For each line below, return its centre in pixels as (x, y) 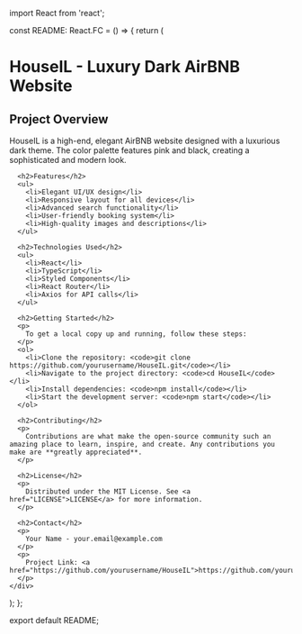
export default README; (54, 620)
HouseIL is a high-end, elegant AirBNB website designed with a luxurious (145, 140)
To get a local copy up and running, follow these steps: (136, 334)
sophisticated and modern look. (68, 160)
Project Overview (59, 119)
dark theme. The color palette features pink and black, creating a (129, 150)
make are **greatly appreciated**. (76, 452)
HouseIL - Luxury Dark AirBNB (125, 67)
